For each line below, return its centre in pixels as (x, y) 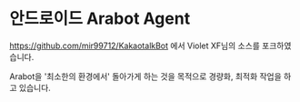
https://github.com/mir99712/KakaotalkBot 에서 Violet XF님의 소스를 (135, 46)
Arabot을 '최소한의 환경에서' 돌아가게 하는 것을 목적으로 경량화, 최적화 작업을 (145, 76)
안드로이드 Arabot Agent (100, 19)
